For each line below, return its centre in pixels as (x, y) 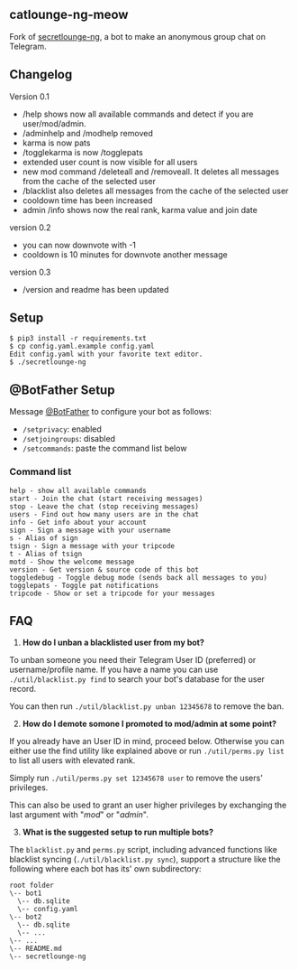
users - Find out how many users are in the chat (104, 514)
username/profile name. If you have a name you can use (114, 670)
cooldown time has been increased (87, 200)
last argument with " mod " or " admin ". (79, 815)
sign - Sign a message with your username (90, 530)
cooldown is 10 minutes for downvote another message (125, 254)
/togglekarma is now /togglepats (83, 152)
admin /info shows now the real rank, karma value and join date (140, 210)
